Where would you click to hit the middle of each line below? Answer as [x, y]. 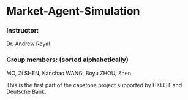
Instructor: [23, 31]
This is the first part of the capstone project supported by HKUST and [94, 85]
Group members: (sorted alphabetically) [67, 60]
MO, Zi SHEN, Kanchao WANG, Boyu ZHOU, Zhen [69, 73]
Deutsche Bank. [26, 91]
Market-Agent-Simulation [73, 11]
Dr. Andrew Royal [28, 44]
